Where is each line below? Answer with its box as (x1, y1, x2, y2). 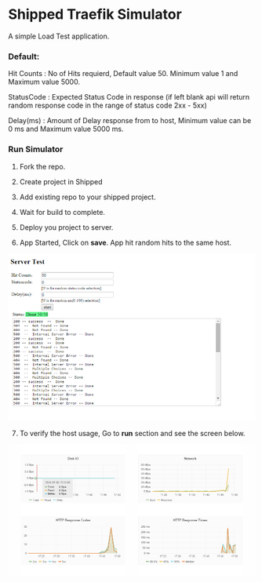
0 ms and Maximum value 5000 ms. (8, 124, 124, 134)
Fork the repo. (19, 162, 66, 171)
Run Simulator (8, 144, 64, 155)
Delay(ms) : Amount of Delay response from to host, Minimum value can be (8, 116, 252, 125)
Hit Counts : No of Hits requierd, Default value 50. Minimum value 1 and (8, 69, 238, 78)
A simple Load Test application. (8, 31, 110, 41)
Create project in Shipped (19, 176, 103, 186)
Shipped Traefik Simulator (8, 5, 182, 24)
